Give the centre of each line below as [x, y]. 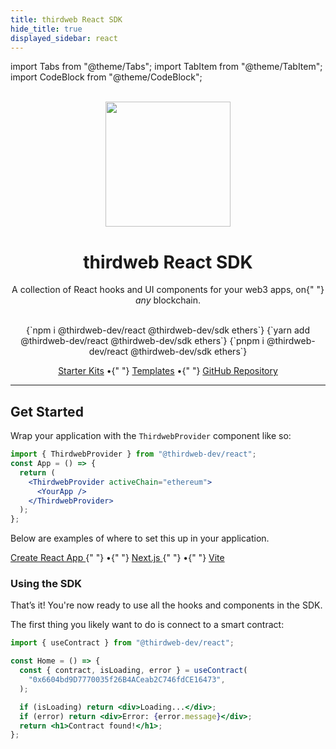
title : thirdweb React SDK [66, 19]
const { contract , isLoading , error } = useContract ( [133, 671]
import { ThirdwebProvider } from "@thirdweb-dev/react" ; [133, 454]
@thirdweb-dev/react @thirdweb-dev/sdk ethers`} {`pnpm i [142, 341]
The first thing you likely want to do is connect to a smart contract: [147, 625]
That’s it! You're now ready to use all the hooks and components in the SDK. [166, 605]
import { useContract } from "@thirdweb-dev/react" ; [122, 643]
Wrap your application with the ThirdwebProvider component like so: [151, 436]
